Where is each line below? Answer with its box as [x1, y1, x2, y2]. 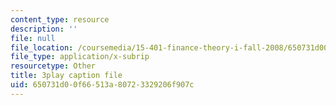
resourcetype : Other [10, 61, 97, 71]
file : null [10, 33, 56, 43]
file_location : [10, 42, 74, 53]
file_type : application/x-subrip [10, 52, 150, 62]
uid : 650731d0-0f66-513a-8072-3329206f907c [10, 80, 195, 90]
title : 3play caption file [10, 71, 123, 81]
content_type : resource [10, 14, 110, 25]
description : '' [10, 24, 78, 34]
